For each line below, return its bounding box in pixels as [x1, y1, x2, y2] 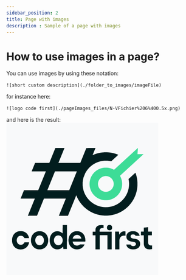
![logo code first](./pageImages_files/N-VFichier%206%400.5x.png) [6, 105, 181, 112]
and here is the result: [6, 116, 61, 124]
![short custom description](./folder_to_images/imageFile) [6, 82, 162, 88]
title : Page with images [6, 16, 69, 23]
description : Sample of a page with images [6, 23, 121, 29]
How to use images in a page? [6, 49, 160, 63]
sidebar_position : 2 [6, 10, 59, 16]
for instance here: [6, 93, 50, 100]
